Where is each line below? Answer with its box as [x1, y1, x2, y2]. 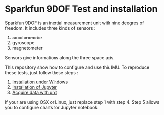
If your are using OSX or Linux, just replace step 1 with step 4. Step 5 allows [5, 99, 160, 105]
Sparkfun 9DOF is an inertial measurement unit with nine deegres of [5, 20, 144, 26]
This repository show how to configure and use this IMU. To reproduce [5, 64, 150, 70]
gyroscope [12, 39, 35, 45]
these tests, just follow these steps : [5, 69, 78, 75]
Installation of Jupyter [12, 84, 57, 90]
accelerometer [12, 35, 43, 40]
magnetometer [12, 45, 43, 51]
